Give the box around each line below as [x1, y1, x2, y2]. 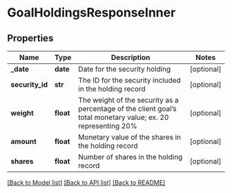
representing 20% [78, 121, 137, 130]
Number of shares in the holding [78, 152, 183, 161]
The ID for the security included [78, 76, 181, 85]
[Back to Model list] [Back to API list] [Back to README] [7, 179, 166, 187]
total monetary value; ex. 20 [78, 112, 169, 122]
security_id [10, 80, 48, 89]
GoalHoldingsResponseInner [7, 5, 176, 21]
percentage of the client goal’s [78, 104, 177, 113]
